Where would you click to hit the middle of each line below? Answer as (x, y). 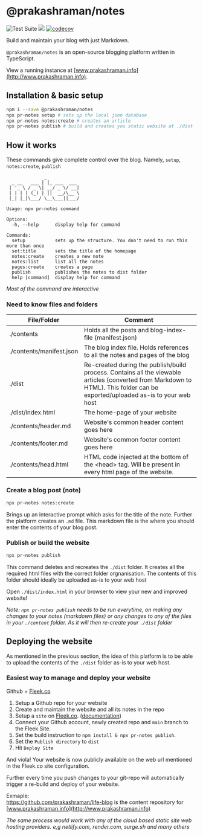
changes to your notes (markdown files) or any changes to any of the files (99, 616)
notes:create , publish (34, 166)
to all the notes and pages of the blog (137, 355)
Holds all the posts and (116, 330)
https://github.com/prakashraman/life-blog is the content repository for (95, 802)
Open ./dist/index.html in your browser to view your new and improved (97, 591)
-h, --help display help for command (66, 225)
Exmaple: (18, 796)
